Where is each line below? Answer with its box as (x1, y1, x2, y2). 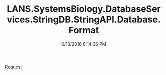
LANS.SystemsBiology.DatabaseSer (7, 3, 161, 15)
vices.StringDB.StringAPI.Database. (7, 14, 161, 25)
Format (68, 25, 99, 36)
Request (5, 64, 22, 70)
